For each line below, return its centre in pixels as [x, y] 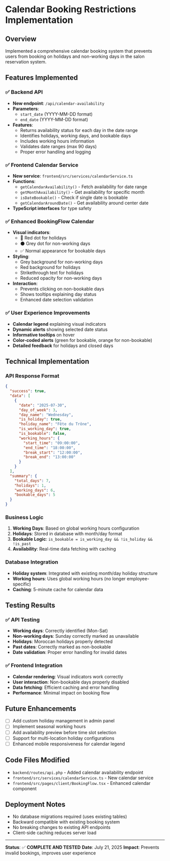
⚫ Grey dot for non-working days [55, 244]
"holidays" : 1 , [30, 486]
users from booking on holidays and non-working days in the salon [75, 56]
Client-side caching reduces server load [54, 833]
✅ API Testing [23, 619]
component [25, 788]
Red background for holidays [50, 267]
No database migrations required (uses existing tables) [70, 817]
